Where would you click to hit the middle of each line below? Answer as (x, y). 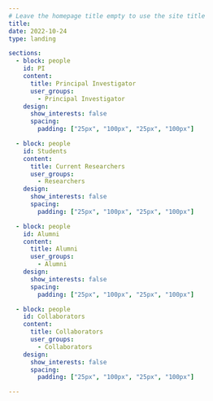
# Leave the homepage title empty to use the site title (107, 16)
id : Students (45, 151)
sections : (25, 54)
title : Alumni (54, 249)
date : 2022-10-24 (38, 31)
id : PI (34, 69)
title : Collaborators (67, 332)
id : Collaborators (54, 317)
